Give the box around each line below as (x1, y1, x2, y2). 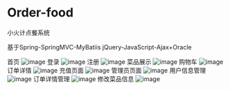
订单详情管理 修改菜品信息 (33, 74, 134, 83)
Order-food (7, 5, 74, 21)
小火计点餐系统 (7, 28, 50, 36)
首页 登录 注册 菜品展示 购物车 (7, 57, 197, 66)
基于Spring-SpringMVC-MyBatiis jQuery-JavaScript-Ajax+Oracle (7, 43, 192, 51)
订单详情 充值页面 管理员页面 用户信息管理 (7, 66, 206, 74)
